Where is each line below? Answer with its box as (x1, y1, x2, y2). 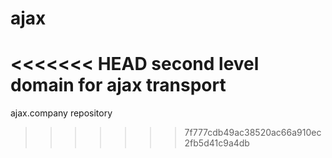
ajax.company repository (10, 107, 113, 119)
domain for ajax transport (10, 74, 227, 97)
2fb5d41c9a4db (184, 137, 250, 149)
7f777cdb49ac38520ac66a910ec (184, 127, 322, 139)
